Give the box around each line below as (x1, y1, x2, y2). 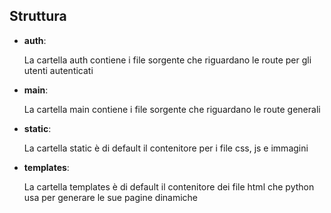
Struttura (9, 8, 67, 25)
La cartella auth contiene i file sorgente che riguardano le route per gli (23, 54, 312, 66)
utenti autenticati (23, 64, 94, 76)
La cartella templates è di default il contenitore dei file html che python (23, 180, 315, 193)
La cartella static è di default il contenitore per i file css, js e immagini (23, 142, 309, 154)
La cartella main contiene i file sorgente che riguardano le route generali (23, 103, 321, 115)
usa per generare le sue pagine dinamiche (23, 191, 199, 203)
